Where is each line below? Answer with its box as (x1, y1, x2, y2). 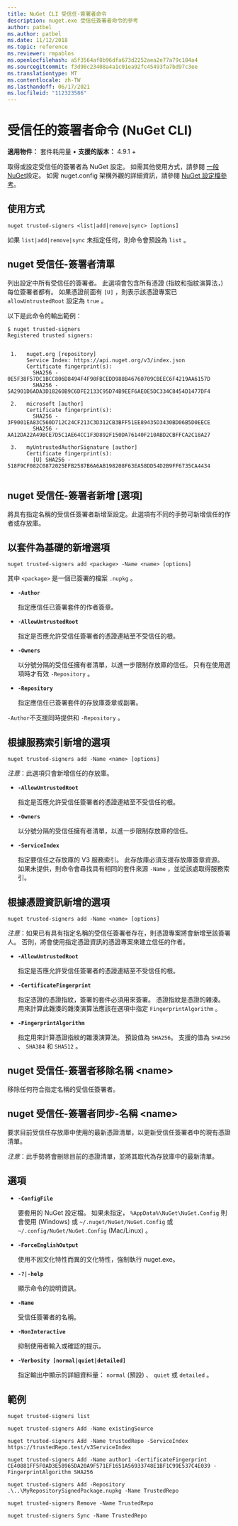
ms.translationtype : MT (7, 70, 78, 77)
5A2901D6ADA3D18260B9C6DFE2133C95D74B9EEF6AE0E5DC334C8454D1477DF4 (7, 388, 211, 395)
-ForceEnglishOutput (17, 1242, 79, 1249)
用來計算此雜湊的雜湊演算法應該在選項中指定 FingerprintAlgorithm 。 (17, 1004, 222, 1012)
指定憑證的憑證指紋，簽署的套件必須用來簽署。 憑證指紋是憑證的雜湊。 (17, 995, 225, 1004)
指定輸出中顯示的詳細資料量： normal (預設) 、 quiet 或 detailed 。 (17, 1370, 213, 1379)
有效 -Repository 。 (36, 669, 94, 678)
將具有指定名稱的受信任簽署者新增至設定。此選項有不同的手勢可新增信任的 (7, 509, 225, 519)
